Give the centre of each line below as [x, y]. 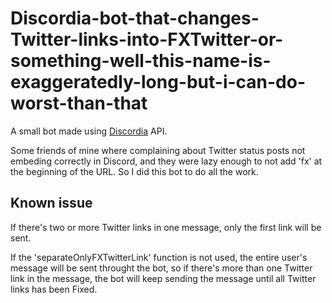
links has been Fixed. [54, 289]
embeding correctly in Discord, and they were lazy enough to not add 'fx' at [166, 161]
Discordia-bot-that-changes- [135, 18]
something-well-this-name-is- [141, 61]
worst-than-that [79, 103]
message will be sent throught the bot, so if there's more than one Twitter [161, 268]
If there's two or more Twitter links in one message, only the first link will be [166, 227]
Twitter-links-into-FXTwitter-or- [147, 39]
